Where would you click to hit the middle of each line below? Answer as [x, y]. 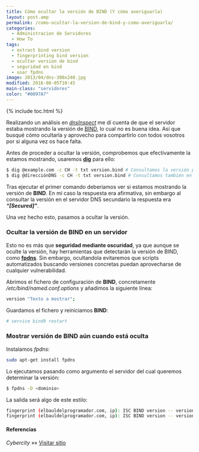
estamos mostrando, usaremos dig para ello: [61, 159]
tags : [13, 45]
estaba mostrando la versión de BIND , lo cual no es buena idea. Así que [93, 128]
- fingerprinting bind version [50, 56]
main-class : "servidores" [38, 89]
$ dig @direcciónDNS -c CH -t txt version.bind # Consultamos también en [99, 175]
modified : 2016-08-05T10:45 [41, 83]
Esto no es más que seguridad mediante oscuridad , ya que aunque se [93, 245]
